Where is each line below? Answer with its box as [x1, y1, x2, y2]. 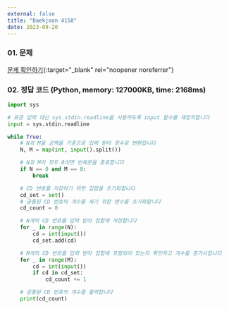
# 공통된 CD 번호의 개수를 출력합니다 [20, 289, 113, 296]
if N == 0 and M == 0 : [20, 166, 87, 173]
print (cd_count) [20, 296, 68, 303]
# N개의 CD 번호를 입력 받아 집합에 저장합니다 [20, 217, 137, 224]
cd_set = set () [20, 191, 65, 198]
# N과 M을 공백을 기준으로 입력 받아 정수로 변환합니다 [20, 140, 156, 147]
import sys [7, 101, 39, 108]
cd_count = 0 [20, 205, 58, 212]
